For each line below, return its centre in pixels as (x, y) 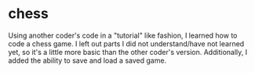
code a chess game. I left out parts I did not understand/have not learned (126, 43)
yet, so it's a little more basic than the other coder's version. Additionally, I (128, 52)
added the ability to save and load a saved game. (87, 60)
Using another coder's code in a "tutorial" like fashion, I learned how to (123, 35)
